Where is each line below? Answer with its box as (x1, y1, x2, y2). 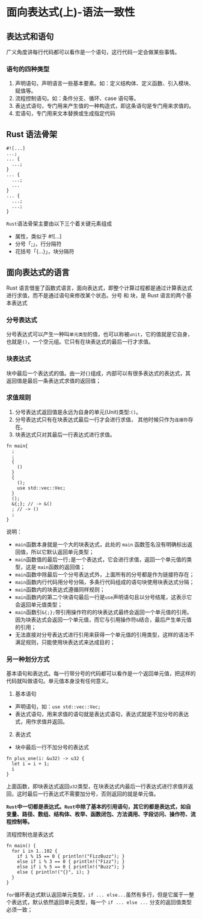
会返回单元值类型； (14, 601, 63, 608)
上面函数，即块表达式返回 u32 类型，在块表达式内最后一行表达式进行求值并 (6, 783, 188, 790)
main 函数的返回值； (37, 563, 86, 571)
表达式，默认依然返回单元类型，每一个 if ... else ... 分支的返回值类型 (11, 899, 192, 906)
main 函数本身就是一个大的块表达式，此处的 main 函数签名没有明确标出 (14, 540, 188, 548)
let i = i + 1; (11, 761, 50, 767)
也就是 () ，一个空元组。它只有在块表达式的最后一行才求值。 (6, 338, 155, 345)
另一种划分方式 (6, 655, 50, 663)
